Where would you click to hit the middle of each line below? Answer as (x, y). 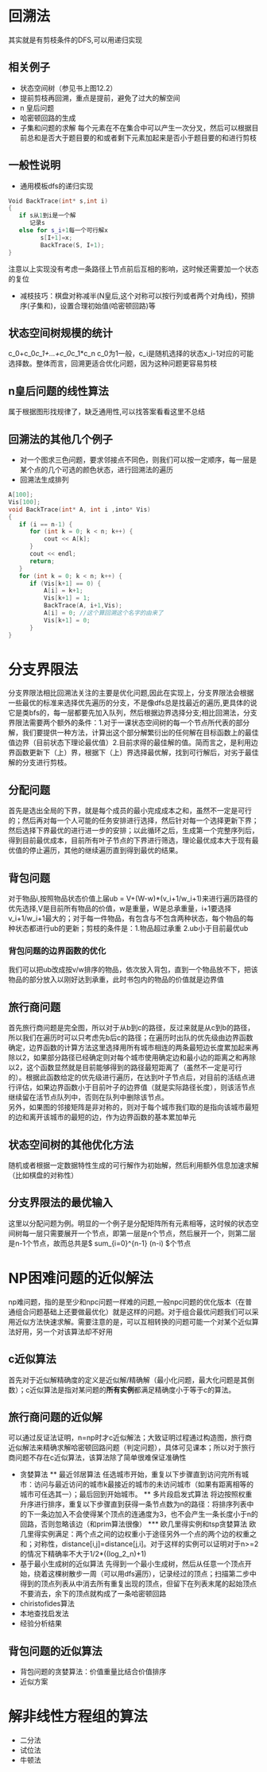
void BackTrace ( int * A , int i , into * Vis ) (79, 510)
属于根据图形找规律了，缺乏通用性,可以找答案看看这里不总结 (107, 412)
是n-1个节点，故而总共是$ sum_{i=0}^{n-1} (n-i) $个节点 (100, 1243)
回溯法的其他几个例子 (60, 439)
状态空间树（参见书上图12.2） (68, 87)
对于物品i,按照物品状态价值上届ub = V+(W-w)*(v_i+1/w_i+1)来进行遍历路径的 (133, 898)
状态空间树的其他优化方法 (71, 1144)
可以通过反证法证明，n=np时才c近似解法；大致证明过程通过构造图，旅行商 (130, 1438)
